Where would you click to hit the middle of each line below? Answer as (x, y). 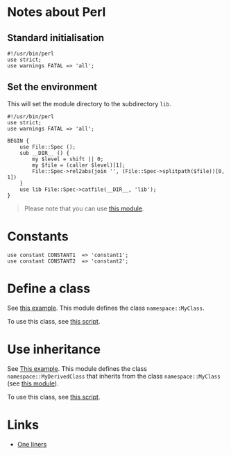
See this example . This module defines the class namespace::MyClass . (106, 308)
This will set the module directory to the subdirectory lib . (89, 104)
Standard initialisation (56, 38)
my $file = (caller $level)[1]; (79, 165)
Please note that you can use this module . (84, 208)
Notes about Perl (57, 12)
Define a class (49, 288)
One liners (32, 444)
